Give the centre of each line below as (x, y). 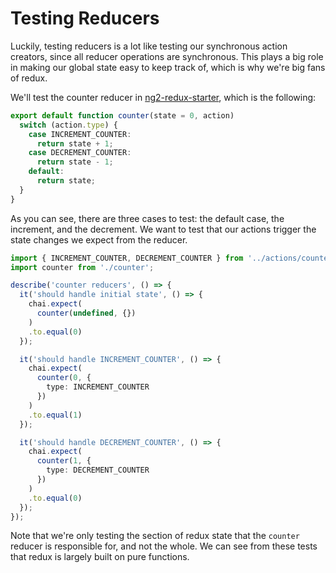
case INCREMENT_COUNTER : (80, 134)
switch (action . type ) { (68, 125)
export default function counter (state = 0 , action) (122, 115)
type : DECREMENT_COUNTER (98, 470)
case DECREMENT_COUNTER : (80, 153)
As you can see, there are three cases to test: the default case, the (147, 218)
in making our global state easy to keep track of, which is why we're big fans (168, 67)
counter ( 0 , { (64, 378)
